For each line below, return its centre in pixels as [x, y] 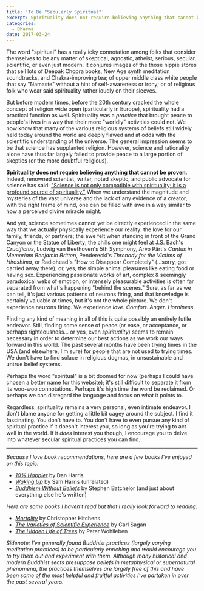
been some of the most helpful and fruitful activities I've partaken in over [98, 575]
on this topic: [23, 464]
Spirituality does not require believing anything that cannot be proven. [97, 173]
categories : [21, 23]
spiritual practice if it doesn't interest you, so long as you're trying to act [96, 427]
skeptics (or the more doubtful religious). [57, 161]
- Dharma [23, 29]
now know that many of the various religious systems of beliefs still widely [99, 128]
